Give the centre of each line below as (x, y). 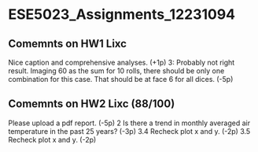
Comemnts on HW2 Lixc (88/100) (92, 104)
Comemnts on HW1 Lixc (68, 44)
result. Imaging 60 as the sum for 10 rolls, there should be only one (116, 71)
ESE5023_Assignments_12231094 (122, 15)
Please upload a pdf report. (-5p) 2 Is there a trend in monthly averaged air (129, 123)
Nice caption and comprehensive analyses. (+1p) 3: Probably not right (122, 62)
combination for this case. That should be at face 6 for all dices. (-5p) (121, 79)
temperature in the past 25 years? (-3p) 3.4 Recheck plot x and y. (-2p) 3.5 (129, 131)
